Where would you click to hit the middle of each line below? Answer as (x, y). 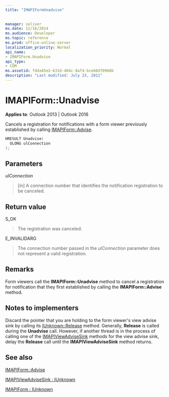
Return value (26, 207)
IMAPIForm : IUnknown (29, 389)
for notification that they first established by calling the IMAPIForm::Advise (83, 287)
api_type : (16, 61)
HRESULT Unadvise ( (24, 139)
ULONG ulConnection (30, 143)
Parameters (24, 163)
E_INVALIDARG (21, 239)
